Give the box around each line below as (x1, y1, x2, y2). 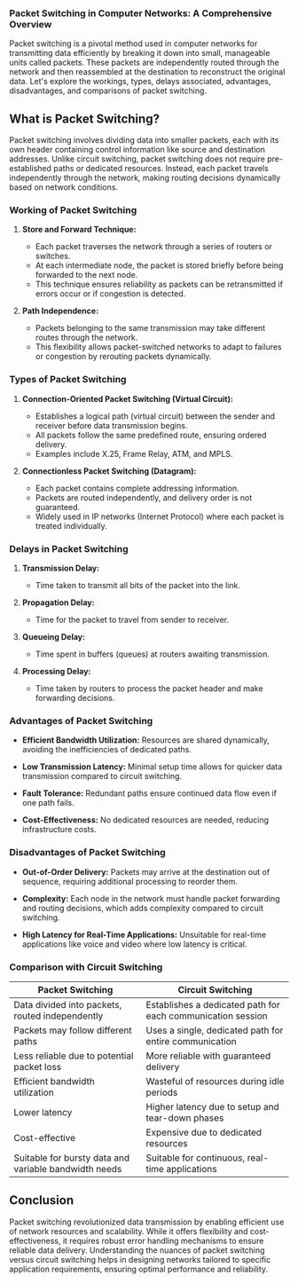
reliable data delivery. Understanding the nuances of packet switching (9, 1245, 265, 1255)
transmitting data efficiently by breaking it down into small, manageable (9, 48, 271, 59)
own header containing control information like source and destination (9, 145, 266, 155)
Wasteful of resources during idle (145, 1074, 285, 1087)
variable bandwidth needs (13, 1162, 122, 1175)
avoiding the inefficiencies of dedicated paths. (21, 744, 192, 755)
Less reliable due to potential (13, 1050, 134, 1062)
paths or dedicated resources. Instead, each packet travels (52, 163, 269, 174)
